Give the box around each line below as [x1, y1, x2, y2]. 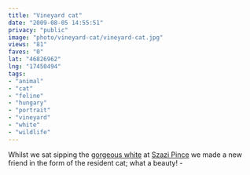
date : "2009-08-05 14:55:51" [8, 19, 104, 27]
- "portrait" [8, 107, 51, 115]
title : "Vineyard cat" [8, 11, 83, 20]
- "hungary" [8, 99, 47, 107]
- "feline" [8, 92, 44, 100]
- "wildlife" [8, 128, 51, 136]
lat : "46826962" [8, 56, 61, 64]
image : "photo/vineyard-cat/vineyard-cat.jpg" [8, 33, 164, 42]
